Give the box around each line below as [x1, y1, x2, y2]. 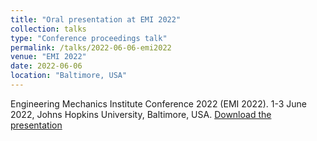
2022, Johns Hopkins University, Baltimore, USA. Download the [10, 108, 272, 120]
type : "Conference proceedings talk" [10, 33, 168, 43]
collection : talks [10, 24, 87, 34]
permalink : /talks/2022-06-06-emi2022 [10, 42, 172, 53]
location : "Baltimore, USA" [10, 71, 128, 81]
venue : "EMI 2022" [10, 52, 87, 62]
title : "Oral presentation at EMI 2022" [10, 14, 182, 25]
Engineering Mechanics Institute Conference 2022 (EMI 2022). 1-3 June [10, 97, 308, 110]
